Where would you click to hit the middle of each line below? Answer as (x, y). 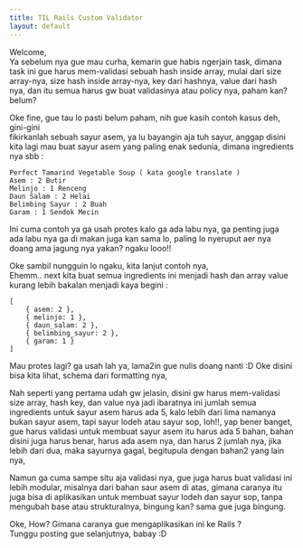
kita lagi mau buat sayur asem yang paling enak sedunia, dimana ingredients (151, 146)
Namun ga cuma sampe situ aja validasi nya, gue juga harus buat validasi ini (151, 477)
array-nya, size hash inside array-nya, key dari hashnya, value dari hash (143, 80)
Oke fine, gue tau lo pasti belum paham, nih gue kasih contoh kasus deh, (145, 118)
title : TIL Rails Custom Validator (76, 18)
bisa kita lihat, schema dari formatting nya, (89, 375)
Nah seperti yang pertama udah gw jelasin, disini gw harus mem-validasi (145, 392)
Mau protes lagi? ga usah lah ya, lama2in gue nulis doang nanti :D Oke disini (151, 365)
